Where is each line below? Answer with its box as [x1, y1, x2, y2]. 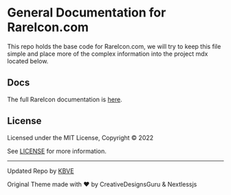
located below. [7, 57, 49, 65]
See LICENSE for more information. [7, 147, 107, 155]
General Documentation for [7, 5, 166, 21]
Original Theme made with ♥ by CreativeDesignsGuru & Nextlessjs [7, 180, 197, 188]
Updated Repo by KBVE [7, 167, 74, 175]
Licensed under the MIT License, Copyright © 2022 [7, 133, 154, 142]
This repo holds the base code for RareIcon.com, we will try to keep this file [7, 42, 221, 50]
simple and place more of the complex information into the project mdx [7, 50, 208, 58]
